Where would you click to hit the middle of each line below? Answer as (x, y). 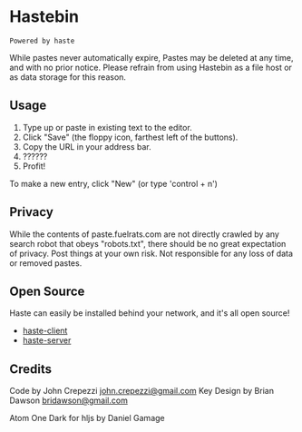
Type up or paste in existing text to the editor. (107, 127)
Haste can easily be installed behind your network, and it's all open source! (150, 313)
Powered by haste (42, 41)
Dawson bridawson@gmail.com (69, 400)
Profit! (34, 166)
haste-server (47, 340)
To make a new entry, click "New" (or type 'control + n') (113, 183)
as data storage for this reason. (68, 77)
